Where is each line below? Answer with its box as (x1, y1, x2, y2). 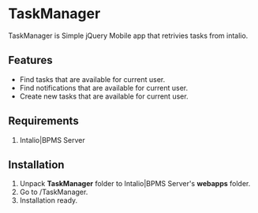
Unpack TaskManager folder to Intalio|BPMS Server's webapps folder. (19, 179, 251, 189)
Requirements (8, 114, 79, 128)
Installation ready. (19, 196, 78, 205)
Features (8, 54, 53, 67)
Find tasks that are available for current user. (19, 74, 166, 84)
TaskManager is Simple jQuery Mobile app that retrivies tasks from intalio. (8, 31, 249, 40)
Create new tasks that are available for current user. (19, 92, 189, 101)
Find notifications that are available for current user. (19, 83, 189, 92)
